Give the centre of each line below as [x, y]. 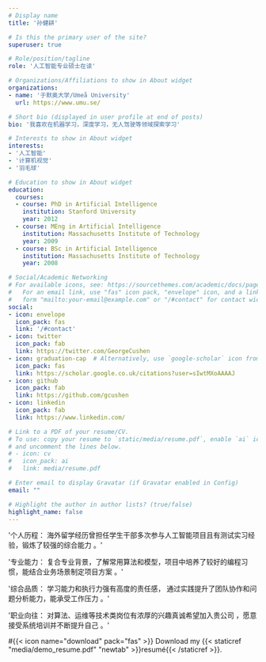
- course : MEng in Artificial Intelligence [88, 226]
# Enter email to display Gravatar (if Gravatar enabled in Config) [123, 483]
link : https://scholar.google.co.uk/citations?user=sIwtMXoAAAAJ [125, 373]
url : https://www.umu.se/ [58, 103]
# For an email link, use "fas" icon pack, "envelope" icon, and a [125, 292]
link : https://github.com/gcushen [72, 396]
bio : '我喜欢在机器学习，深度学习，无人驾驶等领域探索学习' [94, 124]
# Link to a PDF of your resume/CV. [68, 432]
